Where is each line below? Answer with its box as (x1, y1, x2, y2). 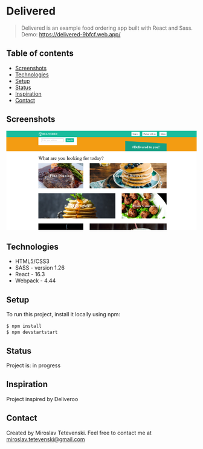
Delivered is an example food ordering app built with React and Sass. (21, 24, 193, 32)
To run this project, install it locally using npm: (6, 311, 121, 318)
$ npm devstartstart (6, 329, 59, 336)
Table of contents (6, 48, 74, 59)
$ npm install (6, 323, 42, 330)
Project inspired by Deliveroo (6, 395, 79, 402)
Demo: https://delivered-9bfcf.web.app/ (21, 30, 121, 38)
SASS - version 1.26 (14, 264, 65, 271)
